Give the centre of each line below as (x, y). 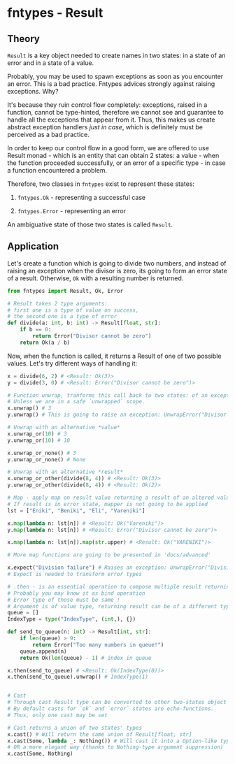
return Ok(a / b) (45, 343)
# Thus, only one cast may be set (58, 715)
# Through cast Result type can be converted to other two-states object (117, 702)
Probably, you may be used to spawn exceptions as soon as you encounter (115, 76)
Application (33, 246)
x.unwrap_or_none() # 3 (42, 453)
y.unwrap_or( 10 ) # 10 (39, 440)
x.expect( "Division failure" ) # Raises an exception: (87, 568)
